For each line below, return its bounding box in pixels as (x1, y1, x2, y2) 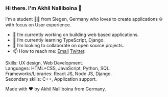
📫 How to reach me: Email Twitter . (12, 48, 86, 54)
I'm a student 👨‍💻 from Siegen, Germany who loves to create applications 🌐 (5, 16, 163, 22)
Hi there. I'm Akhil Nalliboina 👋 (5, 5, 82, 12)
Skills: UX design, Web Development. (5, 60, 83, 66)
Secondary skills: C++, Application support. (5, 76, 97, 82)
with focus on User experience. (5, 22, 71, 28)
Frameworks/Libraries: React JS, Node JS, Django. (5, 71, 112, 77)
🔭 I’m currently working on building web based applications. (12, 31, 139, 38)
